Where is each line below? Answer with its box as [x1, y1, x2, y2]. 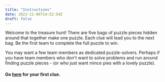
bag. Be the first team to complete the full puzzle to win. [5, 40, 119, 46]
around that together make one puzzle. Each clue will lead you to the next [5, 35, 155, 41]
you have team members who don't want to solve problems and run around [5, 55, 158, 61]
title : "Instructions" [5, 7, 52, 12]
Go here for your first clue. [5, 71, 61, 77]
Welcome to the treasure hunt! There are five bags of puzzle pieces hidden [5, 30, 158, 36]
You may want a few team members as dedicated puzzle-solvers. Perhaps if [5, 50, 160, 55]
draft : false [5, 16, 32, 21]
